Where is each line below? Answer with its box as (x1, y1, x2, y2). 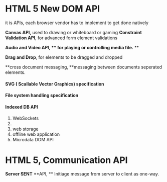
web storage (12, 126, 39, 132)
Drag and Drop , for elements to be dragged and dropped (5, 54, 123, 60)
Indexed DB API (5, 104, 38, 110)
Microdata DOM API (12, 137, 54, 143)
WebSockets (12, 115, 39, 121)
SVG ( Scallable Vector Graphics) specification (5, 81, 104, 87)
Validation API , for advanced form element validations (5, 35, 118, 41)
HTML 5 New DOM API (5, 3, 100, 15)
